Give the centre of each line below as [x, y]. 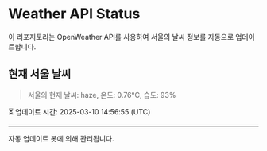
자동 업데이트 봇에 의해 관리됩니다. [61, 138]
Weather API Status [74, 14]
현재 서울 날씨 [40, 74]
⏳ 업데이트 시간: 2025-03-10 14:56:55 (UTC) [79, 111]
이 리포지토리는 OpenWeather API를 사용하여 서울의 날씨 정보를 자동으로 [121, 37]
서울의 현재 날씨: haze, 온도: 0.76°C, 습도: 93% [102, 95]
